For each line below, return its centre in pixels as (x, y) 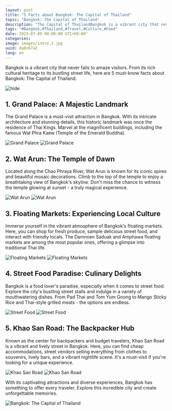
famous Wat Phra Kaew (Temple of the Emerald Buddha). (66, 133)
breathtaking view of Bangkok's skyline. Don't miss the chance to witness (83, 182)
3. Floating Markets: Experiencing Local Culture (83, 214)
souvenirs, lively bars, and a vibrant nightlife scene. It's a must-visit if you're (86, 357)
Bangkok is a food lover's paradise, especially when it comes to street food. (85, 286)
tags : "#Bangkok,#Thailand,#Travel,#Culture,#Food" (61, 29)
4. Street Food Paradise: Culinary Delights (73, 274)
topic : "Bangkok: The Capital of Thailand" (52, 19)
